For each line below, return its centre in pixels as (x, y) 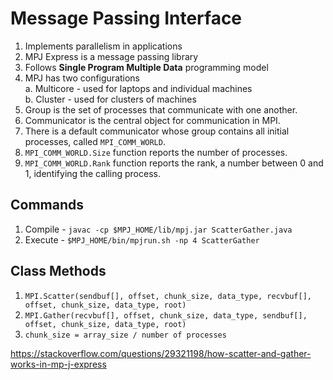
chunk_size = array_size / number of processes (125, 335)
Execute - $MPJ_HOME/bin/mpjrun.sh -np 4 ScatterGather (142, 239)
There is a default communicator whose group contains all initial (157, 131)
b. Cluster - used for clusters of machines (110, 99)
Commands (47, 205)
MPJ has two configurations (82, 78)
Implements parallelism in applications (103, 46)
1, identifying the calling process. (92, 173)
